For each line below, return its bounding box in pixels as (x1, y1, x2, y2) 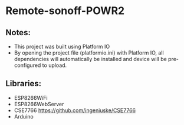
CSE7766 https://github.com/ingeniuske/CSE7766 (14, 107, 136, 114)
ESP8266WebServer (14, 100, 64, 107)
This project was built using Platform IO (14, 43, 110, 50)
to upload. (42, 62, 67, 69)
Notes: (5, 28, 31, 38)
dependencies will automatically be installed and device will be (14, 56, 167, 62)
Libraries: (5, 79, 42, 89)
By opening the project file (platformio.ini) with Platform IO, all (14, 49, 164, 56)
